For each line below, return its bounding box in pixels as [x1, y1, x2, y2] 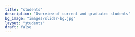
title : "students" [5, 7, 43, 12]
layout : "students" [5, 20, 45, 25]
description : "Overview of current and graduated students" [5, 12, 131, 16]
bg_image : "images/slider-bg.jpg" [5, 16, 76, 21]
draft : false [5, 25, 32, 30]
